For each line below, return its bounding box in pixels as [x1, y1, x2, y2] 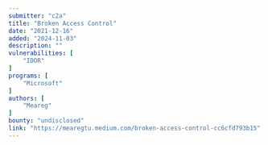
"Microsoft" [23, 79, 63, 87]
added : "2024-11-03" [8, 34, 78, 43]
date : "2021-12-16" [8, 27, 74, 35]
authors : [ [8, 94, 45, 102]
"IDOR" [23, 57, 45, 65]
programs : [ [8, 72, 48, 80]
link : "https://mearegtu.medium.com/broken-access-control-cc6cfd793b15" [8, 124, 262, 132]
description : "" [8, 42, 63, 50]
